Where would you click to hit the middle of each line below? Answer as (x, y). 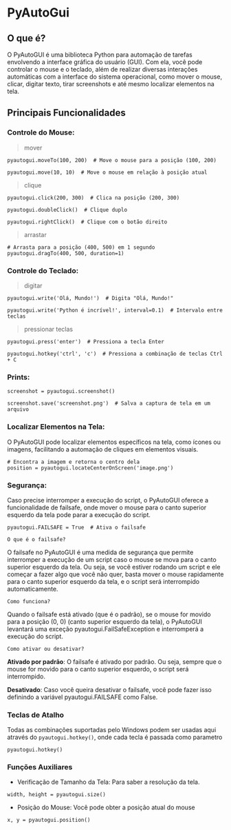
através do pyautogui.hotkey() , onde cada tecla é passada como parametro (115, 737)
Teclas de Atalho (35, 715)
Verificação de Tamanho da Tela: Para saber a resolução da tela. (108, 782)
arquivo (18, 409)
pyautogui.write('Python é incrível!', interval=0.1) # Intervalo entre (115, 310)
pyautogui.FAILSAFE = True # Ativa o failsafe (77, 527)
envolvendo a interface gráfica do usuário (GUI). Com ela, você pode (105, 62)
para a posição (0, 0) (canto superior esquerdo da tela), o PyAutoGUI (105, 621)
